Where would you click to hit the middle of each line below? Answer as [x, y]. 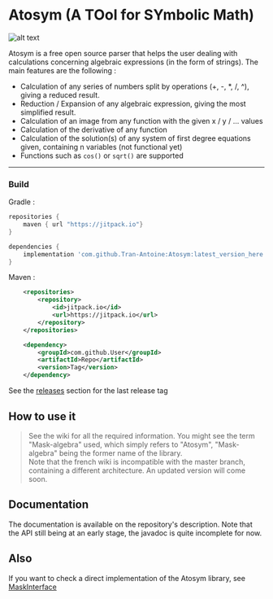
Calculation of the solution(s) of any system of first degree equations [135, 138]
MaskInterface [32, 587]
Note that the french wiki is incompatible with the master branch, [137, 461]
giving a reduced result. [60, 94]
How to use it [42, 416]
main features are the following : [62, 70]
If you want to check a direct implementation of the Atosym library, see [127, 578]
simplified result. [48, 112]
